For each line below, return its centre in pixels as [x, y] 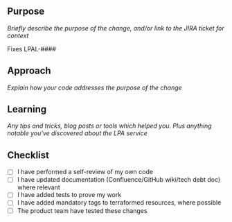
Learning [27, 109]
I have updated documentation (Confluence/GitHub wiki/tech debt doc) [119, 180]
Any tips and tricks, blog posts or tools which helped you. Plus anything [110, 126]
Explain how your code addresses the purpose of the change [95, 87]
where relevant [38, 187]
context [18, 35]
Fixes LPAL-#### [32, 49]
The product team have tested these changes [82, 210]
